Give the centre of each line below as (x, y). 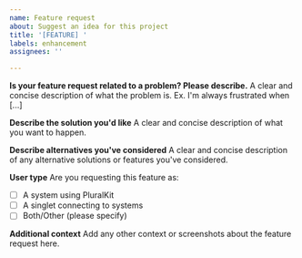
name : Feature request (52, 18)
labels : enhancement (49, 43)
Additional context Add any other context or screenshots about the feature (151, 234)
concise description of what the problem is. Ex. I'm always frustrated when (150, 96)
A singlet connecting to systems (83, 205)
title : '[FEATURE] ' (49, 35)
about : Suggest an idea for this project (89, 26)
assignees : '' (36, 52)
